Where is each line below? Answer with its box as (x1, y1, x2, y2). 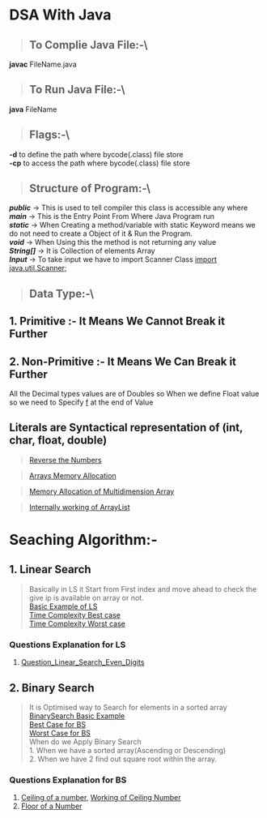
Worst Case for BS (28, 728, 91, 738)
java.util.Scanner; (9, 263, 67, 273)
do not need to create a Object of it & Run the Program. (9, 229, 193, 238)
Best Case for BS (28, 719, 87, 729)
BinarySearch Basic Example (28, 711, 125, 721)
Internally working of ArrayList (28, 502, 130, 512)
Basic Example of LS (28, 602, 98, 611)
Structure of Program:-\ (28, 182, 151, 195)
